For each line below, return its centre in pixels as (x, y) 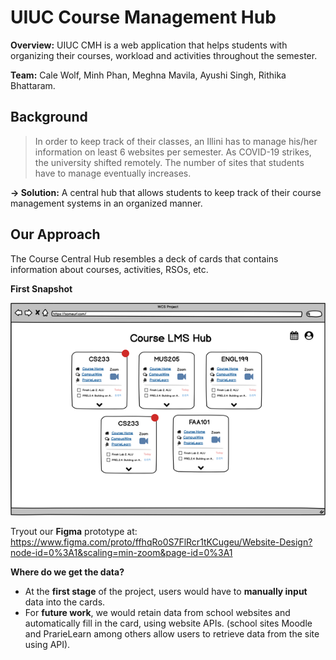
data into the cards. (65, 602)
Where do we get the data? (67, 572)
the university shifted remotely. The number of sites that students (169, 162)
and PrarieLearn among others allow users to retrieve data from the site (172, 633)
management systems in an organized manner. (106, 203)
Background (49, 117)
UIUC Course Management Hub (143, 17)
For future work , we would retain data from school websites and (157, 612)
